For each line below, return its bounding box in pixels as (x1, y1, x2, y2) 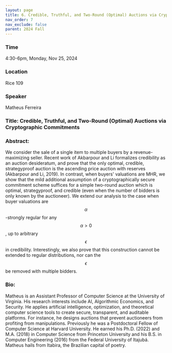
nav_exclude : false (5, 22, 47, 27)
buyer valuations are (5, 199, 49, 205)
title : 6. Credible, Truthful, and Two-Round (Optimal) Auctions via (5, 12, 157, 17)
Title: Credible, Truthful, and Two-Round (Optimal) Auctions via (5, 117, 166, 124)
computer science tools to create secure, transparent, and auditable (5, 309, 149, 315)
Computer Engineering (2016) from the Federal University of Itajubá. (5, 337, 149, 343)
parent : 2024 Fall (5, 27, 45, 32)
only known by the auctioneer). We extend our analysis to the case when (5, 193, 159, 199)
